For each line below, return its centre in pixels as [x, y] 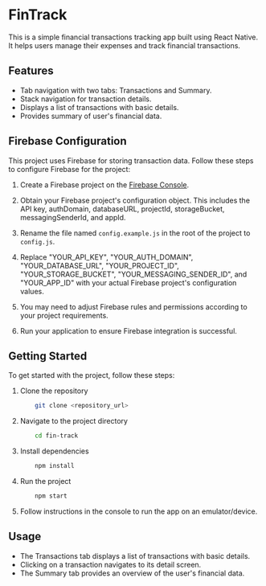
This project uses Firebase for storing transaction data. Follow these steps [131, 160]
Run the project [45, 481]
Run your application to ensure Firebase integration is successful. [128, 330]
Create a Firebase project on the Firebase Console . [104, 184]
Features [31, 71]
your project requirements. [64, 315]
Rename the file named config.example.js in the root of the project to [135, 233]
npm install [55, 466]
